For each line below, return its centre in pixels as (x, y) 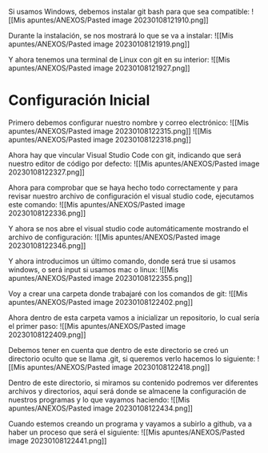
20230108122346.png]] (47, 245)
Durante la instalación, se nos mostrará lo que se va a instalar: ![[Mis (121, 36)
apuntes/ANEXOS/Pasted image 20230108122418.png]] (118, 367)
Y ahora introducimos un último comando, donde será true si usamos (122, 261)
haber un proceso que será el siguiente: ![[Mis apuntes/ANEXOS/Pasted (127, 432)
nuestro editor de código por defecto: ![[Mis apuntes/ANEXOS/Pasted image (134, 163)
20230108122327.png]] (47, 172)
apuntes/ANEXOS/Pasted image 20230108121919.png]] (99, 44)
